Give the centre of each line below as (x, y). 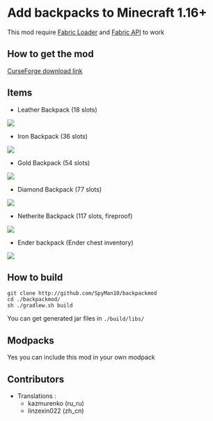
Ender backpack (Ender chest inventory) (75, 243)
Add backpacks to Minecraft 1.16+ (107, 13)
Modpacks (31, 340)
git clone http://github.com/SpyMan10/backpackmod (82, 293)
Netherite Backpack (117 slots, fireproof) (75, 216)
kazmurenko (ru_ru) (56, 403)
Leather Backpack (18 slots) (57, 109)
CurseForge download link (45, 70)
